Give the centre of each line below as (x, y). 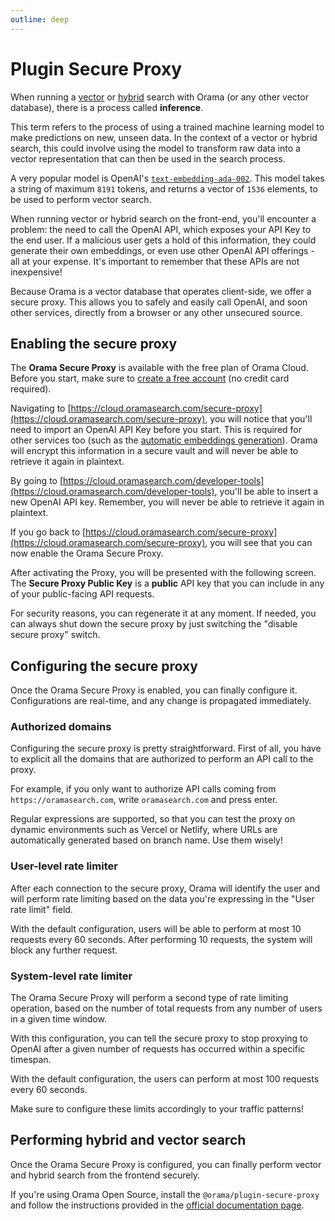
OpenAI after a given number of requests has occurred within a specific (158, 1049)
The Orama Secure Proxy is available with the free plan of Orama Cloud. (159, 368)
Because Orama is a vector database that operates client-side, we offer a (161, 291)
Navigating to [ (41, 408)
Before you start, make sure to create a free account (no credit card (150, 378)
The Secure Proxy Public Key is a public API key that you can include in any (167, 583)
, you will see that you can (258, 543)
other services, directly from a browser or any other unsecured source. (156, 312)
